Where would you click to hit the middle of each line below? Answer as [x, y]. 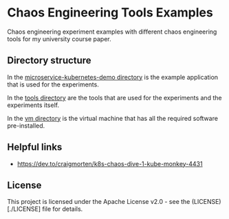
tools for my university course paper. [59, 38]
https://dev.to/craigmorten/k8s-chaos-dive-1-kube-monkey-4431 [110, 163]
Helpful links [35, 147]
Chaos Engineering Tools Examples [110, 13]
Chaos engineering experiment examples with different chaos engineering [112, 32]
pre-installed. [26, 126]
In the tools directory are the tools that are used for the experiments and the [115, 97]
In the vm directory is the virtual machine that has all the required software [113, 118]
